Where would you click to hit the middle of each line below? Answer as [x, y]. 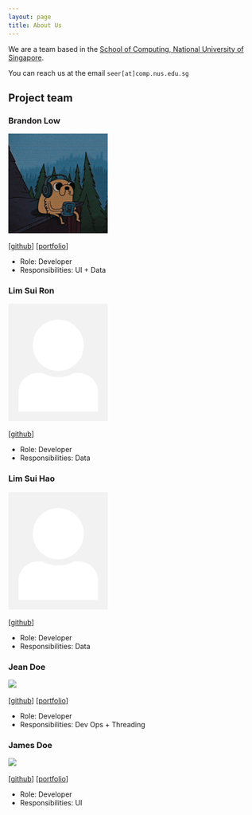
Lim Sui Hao [32, 478]
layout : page [30, 17]
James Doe [31, 745]
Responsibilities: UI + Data [63, 270]
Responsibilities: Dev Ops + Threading [82, 724]
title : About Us [35, 25]
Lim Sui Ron [31, 291]
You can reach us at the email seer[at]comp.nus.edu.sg [99, 73]
